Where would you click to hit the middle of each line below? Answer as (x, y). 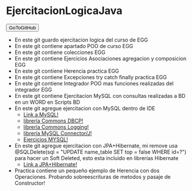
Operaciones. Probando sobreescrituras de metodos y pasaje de (92, 176)
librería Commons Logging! (56, 127)
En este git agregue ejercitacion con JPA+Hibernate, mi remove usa (96, 145)
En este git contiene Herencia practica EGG (67, 71)
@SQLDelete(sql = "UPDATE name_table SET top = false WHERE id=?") (100, 152)
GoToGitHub (23, 28)
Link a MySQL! (41, 114)
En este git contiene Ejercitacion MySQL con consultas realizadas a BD (100, 95)
